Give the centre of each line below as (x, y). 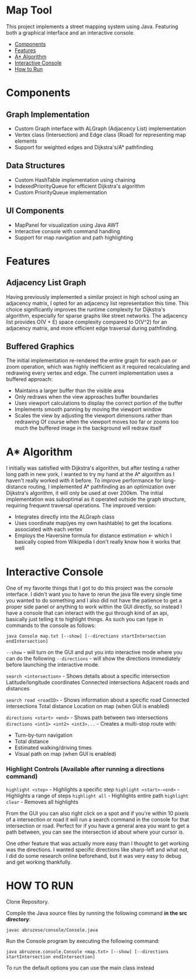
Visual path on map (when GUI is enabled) (65, 754)
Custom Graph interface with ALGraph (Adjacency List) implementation (100, 128)
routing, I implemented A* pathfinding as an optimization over (102, 487)
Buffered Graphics (40, 346)
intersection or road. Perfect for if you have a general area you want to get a (98, 826)
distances (18, 689)
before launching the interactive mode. (53, 665)
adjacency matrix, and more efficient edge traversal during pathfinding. (92, 328)
